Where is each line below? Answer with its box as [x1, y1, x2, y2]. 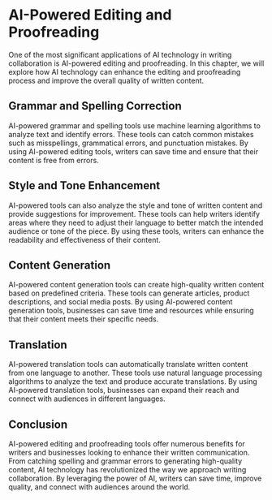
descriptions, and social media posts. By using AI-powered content [8, 297, 233, 307]
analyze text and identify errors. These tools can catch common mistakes [8, 129, 254, 139]
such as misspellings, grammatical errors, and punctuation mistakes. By [8, 138, 249, 148]
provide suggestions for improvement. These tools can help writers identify [8, 209, 261, 218]
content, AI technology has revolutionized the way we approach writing [8, 465, 247, 474]
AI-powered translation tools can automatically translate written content [8, 360, 248, 369]
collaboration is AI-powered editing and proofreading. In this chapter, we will [8, 58, 265, 68]
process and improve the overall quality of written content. [8, 75, 205, 85]
